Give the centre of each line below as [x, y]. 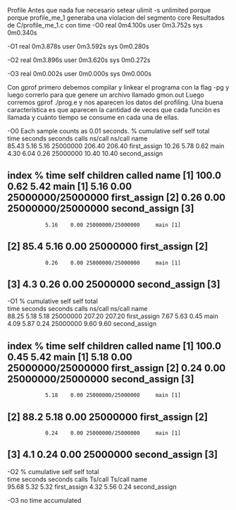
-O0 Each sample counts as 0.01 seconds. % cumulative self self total [108, 131]
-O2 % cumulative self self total [53, 471]
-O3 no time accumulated [44, 500]
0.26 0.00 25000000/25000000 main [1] [113, 263]
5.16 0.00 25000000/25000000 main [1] [113, 225]
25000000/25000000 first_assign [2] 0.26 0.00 [117, 198]
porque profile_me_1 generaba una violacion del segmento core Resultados [116, 18]
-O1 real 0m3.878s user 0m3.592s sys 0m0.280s [78, 46]
